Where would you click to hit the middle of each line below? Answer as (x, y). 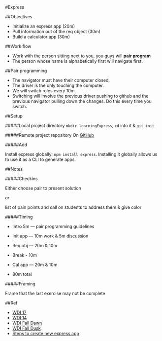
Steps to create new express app (46, 333)
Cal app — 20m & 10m (35, 265)
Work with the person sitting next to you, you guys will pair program (81, 56)
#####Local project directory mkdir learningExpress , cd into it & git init (80, 126)
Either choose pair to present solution (43, 188)
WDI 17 (19, 312)
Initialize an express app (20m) (44, 26)
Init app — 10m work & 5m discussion (50, 236)
